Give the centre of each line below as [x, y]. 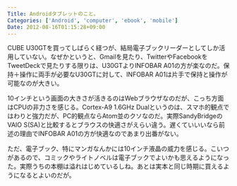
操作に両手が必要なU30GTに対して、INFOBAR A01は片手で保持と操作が [123, 74]
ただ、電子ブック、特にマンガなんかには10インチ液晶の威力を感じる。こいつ [118, 149]
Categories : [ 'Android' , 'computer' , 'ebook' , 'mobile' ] [93, 21]
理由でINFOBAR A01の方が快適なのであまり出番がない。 [101, 134]
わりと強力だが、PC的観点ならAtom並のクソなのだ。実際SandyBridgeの [118, 116]
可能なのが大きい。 [35, 83]
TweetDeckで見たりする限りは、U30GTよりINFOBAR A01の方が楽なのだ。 [115, 66]
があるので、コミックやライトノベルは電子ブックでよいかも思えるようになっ [119, 158]
